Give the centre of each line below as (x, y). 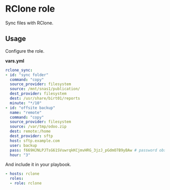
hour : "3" (20, 155)
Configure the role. (25, 51)
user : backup (24, 145)
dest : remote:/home (30, 131)
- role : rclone (26, 183)
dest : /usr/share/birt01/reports (45, 98)
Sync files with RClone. (29, 23)
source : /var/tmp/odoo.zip (38, 127)
